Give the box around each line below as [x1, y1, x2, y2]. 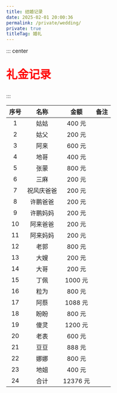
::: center [6, 47, 29, 54]
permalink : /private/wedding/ [6, 20, 82, 26]
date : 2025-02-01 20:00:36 [6, 14, 73, 20]
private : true [6, 25, 42, 32]
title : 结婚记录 [6, 8, 43, 15]
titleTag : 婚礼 [6, 31, 42, 37]
